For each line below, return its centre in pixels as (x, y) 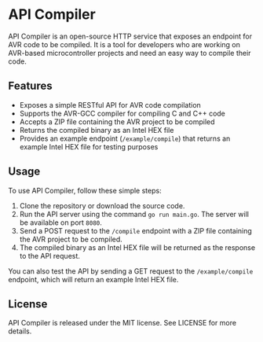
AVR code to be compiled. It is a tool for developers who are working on (124, 44)
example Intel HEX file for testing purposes (89, 146)
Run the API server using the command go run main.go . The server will (134, 214)
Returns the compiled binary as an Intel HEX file (97, 130)
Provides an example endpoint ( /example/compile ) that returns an (125, 138)
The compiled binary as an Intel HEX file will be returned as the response (137, 247)
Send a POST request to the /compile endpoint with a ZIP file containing (136, 230)
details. (20, 331)
